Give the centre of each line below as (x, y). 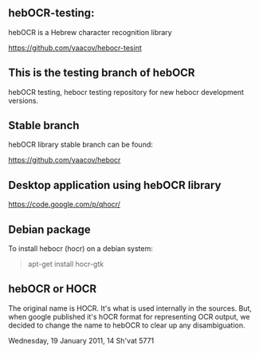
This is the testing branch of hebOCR (102, 73)
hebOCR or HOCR (53, 289)
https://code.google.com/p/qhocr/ (65, 204)
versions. (23, 100)
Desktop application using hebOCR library (115, 185)
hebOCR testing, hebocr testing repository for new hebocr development (126, 92)
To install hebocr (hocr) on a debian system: (80, 249)
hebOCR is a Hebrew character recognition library (90, 32)
